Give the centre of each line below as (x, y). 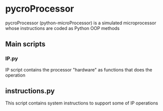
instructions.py (30, 91)
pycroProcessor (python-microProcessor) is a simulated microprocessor (81, 23)
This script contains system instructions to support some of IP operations (82, 103)
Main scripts (25, 44)
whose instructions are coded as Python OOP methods (63, 28)
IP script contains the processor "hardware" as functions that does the (79, 69)
